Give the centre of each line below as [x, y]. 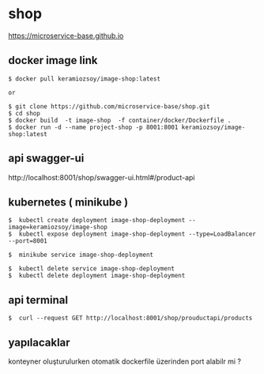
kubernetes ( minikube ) [68, 202]
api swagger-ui [46, 159]
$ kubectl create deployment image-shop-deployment [97, 221]
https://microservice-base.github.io [66, 36]
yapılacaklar [39, 342]
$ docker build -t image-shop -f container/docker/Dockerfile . [120, 120]
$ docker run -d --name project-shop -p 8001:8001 [93, 127]
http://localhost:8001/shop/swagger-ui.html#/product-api [102, 177]
